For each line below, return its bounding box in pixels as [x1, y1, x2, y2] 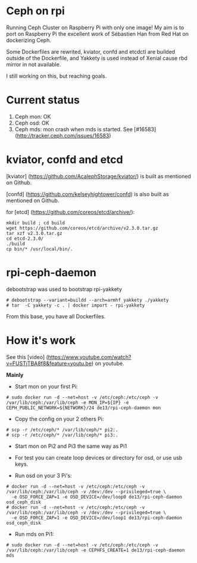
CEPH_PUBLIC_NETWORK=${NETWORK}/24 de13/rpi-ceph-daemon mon [6, 404, 161, 411]
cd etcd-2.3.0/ [6, 236, 44, 242]
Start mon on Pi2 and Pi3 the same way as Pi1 [14, 443, 127, 450]
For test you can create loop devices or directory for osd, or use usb [14, 454, 183, 461]
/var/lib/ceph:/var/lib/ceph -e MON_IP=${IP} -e [6, 400, 129, 406]
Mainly [6, 371, 24, 378]
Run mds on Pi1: [14, 530, 55, 537]
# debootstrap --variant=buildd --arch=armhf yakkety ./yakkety [6, 297, 169, 303]
